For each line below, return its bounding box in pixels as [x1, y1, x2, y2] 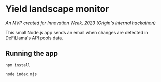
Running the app [5, 49, 58, 58]
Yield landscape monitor [5, 3, 109, 15]
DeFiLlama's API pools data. [5, 35, 64, 41]
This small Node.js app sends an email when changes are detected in [5, 29, 149, 35]
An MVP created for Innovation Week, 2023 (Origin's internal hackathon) [5, 20, 156, 26]
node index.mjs [5, 71, 37, 77]
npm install [5, 62, 30, 68]
